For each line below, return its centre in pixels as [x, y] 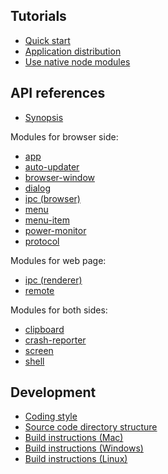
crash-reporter [55, 340]
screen [39, 350]
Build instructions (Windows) [84, 448]
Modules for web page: [58, 260]
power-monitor [55, 230]
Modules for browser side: [64, 136]
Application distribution [73, 51]
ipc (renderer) [53, 280]
